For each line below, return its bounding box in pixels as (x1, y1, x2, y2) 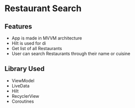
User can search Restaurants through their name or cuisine (11, 51, 131, 56)
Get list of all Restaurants (11, 46, 62, 51)
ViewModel (11, 77, 35, 83)
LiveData (11, 83, 30, 89)
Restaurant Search (4, 3, 82, 14)
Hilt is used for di (11, 40, 46, 46)
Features (4, 22, 32, 31)
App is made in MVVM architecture (11, 35, 82, 41)
